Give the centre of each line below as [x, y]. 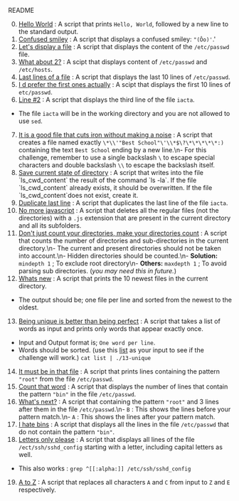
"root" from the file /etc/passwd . [66, 379]
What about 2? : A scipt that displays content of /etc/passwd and [113, 62]
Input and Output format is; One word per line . [87, 342]
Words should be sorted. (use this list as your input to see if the [111, 350]
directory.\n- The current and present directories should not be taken [119, 248]
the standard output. [48, 32]
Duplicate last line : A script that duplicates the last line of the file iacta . [123, 203]
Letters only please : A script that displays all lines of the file [106, 439]
